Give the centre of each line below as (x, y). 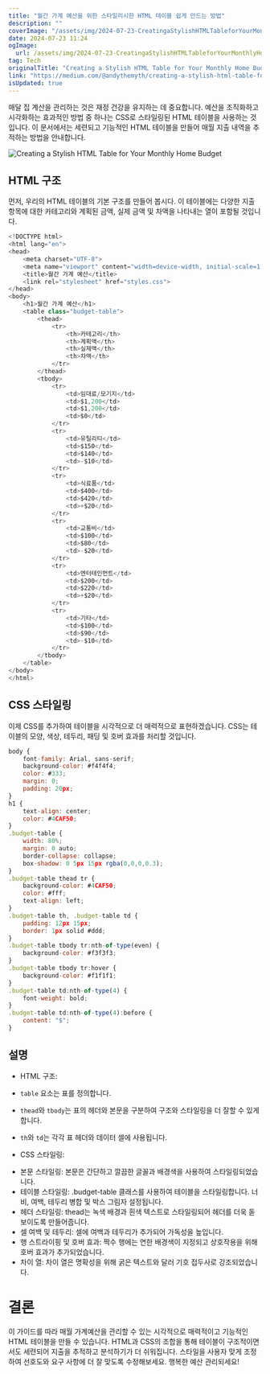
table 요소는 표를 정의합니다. (65, 1093)
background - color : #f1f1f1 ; (70, 975)
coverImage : (28, 31)
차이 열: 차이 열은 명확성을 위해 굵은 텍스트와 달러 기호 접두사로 (118, 1262)
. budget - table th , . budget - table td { (73, 915)
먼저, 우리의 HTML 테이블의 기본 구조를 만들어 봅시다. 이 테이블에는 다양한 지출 (132, 201)
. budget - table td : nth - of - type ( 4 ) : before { (80, 1013)
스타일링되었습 (235, 1171)
